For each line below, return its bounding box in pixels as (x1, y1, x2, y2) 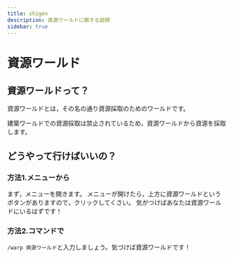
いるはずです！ (19, 207, 63, 216)
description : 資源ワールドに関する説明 (7, 17, 110, 24)
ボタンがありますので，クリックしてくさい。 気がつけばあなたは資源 (7, 198, 204, 207)
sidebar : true (7, 23, 49, 30)
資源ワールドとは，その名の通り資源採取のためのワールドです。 (7, 105, 190, 113)
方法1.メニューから (7, 173, 70, 182)
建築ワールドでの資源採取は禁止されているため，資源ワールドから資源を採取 (7, 119, 226, 128)
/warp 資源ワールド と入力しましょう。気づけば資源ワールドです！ (7, 243, 191, 252)
